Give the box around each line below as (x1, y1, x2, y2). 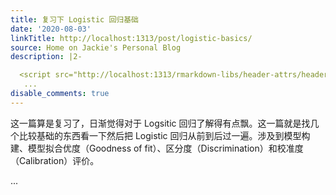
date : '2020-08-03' (10, 24, 92, 34)
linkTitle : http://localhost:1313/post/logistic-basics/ (10, 33, 253, 43)
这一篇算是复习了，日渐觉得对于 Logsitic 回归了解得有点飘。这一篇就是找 (10, 117, 311, 129)
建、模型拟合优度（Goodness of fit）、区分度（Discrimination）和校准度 (10, 142, 304, 154)
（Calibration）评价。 (10, 154, 100, 166)
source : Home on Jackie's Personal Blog (10, 42, 182, 53)
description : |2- (10, 52, 83, 62)
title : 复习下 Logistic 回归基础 (10, 14, 139, 25)
